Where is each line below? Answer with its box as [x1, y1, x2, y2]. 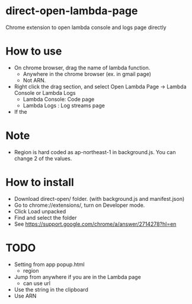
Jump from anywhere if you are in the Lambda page [14, 273, 142, 280]
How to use [5, 44, 62, 58]
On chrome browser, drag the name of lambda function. [14, 64, 151, 71]
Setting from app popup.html [14, 261, 85, 268]
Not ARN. [23, 76, 46, 84]
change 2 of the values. [14, 155, 72, 162]
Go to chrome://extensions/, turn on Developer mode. [14, 201, 145, 209]
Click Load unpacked [14, 207, 66, 215]
